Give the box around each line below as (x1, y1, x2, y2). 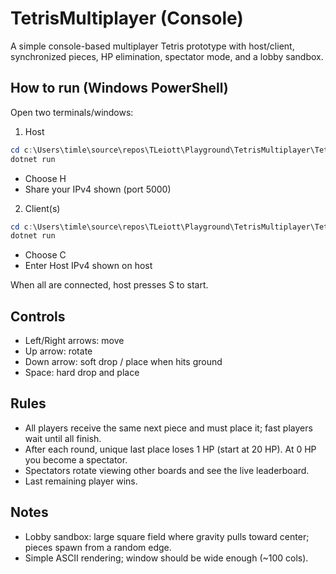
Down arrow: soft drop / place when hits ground (24, 356, 223, 368)
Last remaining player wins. (24, 475, 138, 487)
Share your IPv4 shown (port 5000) (24, 183, 172, 195)
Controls (10, 308, 66, 325)
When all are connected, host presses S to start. (10, 279, 209, 291)
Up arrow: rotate (24, 345, 93, 357)
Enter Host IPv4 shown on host (24, 260, 153, 272)
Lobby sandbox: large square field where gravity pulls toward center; (24, 530, 310, 542)
